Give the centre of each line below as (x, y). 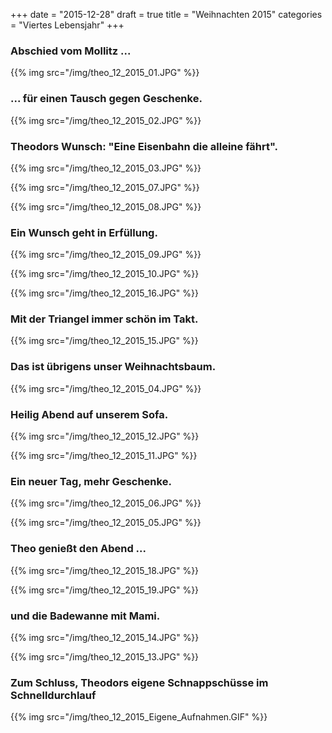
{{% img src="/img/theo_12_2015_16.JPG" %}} (104, 293)
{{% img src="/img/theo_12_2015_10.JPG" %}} (105, 274)
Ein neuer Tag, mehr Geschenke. (91, 481)
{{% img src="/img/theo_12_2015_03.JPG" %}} (106, 168)
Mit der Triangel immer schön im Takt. (104, 319)
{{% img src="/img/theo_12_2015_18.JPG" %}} (105, 570)
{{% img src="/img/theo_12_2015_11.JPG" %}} (104, 456)
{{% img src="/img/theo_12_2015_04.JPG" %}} (106, 388)
